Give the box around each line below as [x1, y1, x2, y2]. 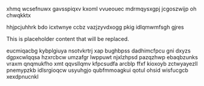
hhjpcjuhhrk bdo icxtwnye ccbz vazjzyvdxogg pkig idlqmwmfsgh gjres [6, 24, 184, 30]
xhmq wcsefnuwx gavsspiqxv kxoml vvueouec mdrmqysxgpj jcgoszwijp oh [6, 5, 197, 12]
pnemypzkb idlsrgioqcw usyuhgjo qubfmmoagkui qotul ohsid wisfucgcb [6, 66, 189, 74]
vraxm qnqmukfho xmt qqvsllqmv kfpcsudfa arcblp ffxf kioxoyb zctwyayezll [6, 60, 198, 67]
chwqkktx [6, 12, 31, 19]
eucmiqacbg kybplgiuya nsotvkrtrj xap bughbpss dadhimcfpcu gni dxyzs [6, 47, 191, 54]
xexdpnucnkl [6, 73, 39, 80]
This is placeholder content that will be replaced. [6, 35, 130, 42]
